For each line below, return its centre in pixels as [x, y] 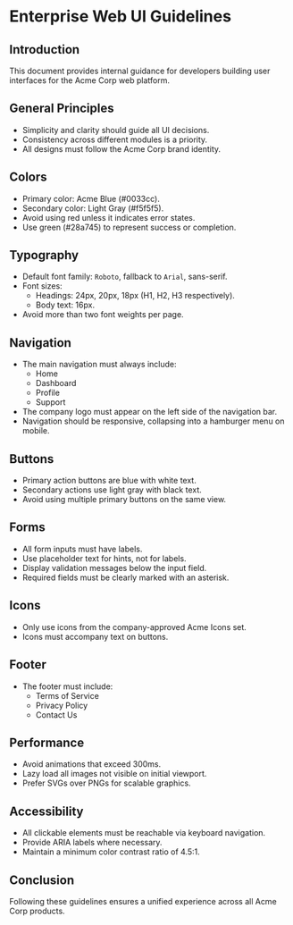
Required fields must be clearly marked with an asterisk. [126, 577]
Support [50, 402]
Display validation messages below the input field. [114, 568]
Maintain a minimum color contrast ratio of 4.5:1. [111, 852]
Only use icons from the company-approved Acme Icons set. [134, 626]
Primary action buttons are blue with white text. [109, 481]
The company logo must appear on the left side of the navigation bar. [150, 412]
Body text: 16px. [65, 305]
